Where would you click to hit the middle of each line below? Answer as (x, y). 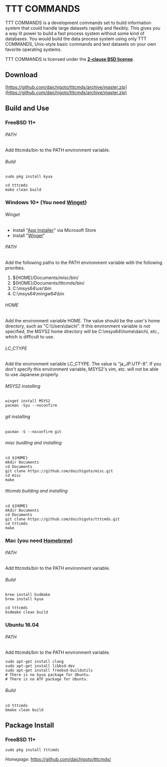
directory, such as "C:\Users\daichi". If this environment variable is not (78, 326)
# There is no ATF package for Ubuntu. (47, 679)
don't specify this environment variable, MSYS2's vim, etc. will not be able (82, 369)
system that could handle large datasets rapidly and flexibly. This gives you (83, 28)
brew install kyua (24, 599)
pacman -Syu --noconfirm (31, 405)
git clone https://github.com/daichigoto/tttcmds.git (63, 519)
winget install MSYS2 (28, 401)
